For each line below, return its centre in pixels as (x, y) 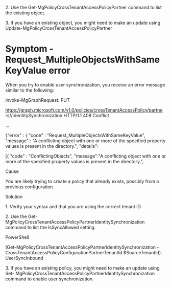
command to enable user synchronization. (50, 279)
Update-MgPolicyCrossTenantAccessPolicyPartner (59, 28)
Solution (14, 196)
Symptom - (29, 49)
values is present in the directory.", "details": (52, 146)
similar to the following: (30, 90)
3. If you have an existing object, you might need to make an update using (83, 23)
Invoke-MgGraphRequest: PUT (38, 100)
